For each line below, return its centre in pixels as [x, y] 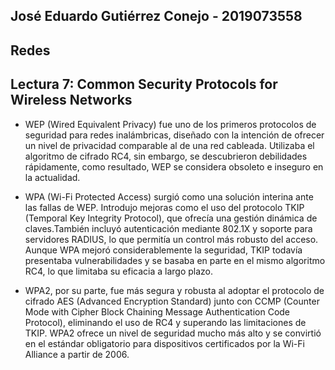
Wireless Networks [71, 100]
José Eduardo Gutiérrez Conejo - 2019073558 [156, 16]
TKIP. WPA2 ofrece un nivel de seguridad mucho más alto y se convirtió [173, 333]
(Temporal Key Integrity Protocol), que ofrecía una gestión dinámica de [171, 218]
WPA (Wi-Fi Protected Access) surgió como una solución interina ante [169, 196]
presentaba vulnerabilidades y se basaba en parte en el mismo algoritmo [175, 260]
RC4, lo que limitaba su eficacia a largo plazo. [119, 271]
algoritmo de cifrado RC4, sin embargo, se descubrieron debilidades [166, 156]
